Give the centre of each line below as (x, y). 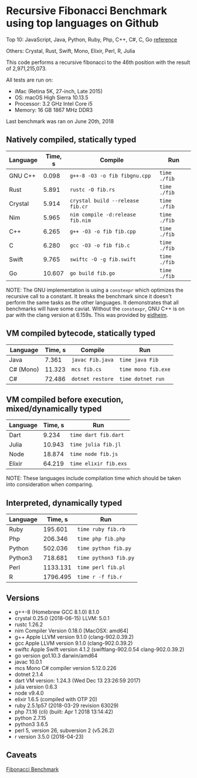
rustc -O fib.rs (92, 190)
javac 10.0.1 (28, 662)
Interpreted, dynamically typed (64, 503)
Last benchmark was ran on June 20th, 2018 (60, 121)
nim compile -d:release (103, 214)
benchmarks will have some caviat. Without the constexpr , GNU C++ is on (95, 309)
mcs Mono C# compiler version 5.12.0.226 (65, 668)
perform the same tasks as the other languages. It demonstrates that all (92, 302)
